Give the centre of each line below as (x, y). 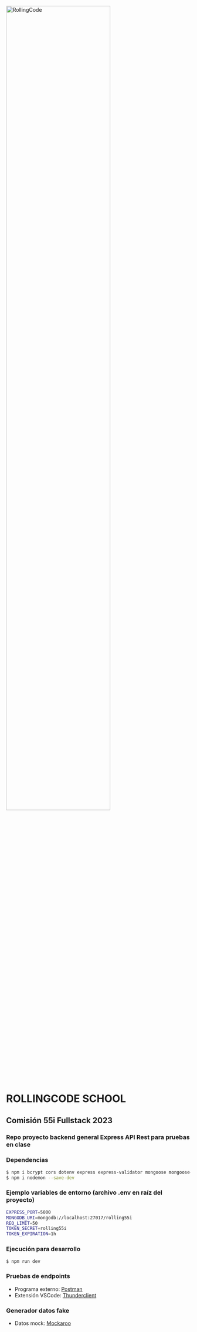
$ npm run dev (23, 1261)
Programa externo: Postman (49, 1289)
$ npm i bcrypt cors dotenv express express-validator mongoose (86, 1172)
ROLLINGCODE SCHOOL (66, 1099)
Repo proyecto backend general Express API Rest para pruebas (98, 1137)
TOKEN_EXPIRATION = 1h (31, 1234)
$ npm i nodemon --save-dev (40, 1178)
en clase (18, 1144)
